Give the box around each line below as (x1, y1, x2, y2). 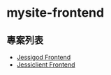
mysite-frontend (6, 5, 105, 21)
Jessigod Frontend (16, 53, 71, 61)
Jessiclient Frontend (16, 60, 75, 69)
